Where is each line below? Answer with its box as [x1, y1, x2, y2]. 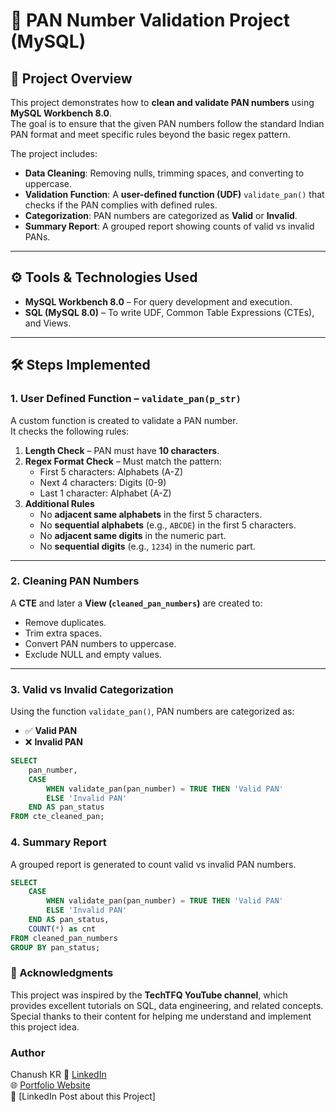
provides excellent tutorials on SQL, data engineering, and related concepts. [10, 999, 324, 1011]
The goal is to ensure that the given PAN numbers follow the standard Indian [10, 118, 325, 129]
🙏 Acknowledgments [10, 966, 114, 980]
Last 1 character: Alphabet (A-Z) [39, 487, 172, 499]
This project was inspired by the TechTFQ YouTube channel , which [10, 989, 288, 1001]
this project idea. [10, 1020, 80, 1033]
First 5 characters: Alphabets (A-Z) [39, 465, 184, 478]
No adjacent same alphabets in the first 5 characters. [39, 508, 263, 520]
